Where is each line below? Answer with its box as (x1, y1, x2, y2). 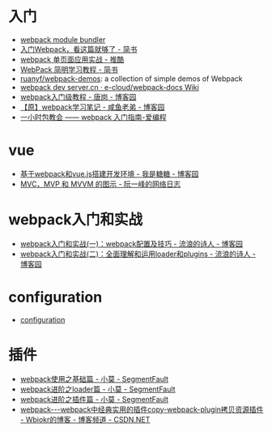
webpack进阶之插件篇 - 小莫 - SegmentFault (19, 394, 168, 404)
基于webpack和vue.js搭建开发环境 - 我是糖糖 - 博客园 (19, 169, 199, 178)
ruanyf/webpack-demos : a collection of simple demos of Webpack (19, 74, 243, 83)
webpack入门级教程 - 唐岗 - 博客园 (19, 92, 137, 101)
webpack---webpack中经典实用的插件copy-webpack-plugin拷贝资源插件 (19, 404, 264, 414)
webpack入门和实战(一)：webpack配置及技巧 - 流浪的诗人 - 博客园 (19, 238, 244, 248)
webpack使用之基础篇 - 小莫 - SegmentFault (19, 374, 168, 383)
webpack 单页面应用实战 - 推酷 (19, 54, 125, 64)
